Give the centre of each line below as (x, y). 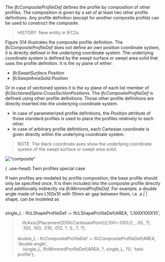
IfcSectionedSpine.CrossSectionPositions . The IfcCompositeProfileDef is (79, 93)
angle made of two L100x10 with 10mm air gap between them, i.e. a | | (76, 194)
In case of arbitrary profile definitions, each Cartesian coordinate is (81, 129)
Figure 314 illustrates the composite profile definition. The (64, 42)
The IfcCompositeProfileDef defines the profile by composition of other (78, 7)
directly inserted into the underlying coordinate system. (62, 103)
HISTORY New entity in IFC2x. (49, 33)
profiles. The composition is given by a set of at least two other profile (77, 12)
